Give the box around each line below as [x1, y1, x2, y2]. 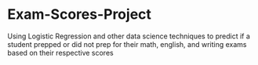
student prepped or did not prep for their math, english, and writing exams [7, 39, 247, 49]
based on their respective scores [7, 48, 114, 57]
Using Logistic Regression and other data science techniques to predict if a [7, 31, 250, 41]
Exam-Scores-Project [7, 5, 152, 23]
